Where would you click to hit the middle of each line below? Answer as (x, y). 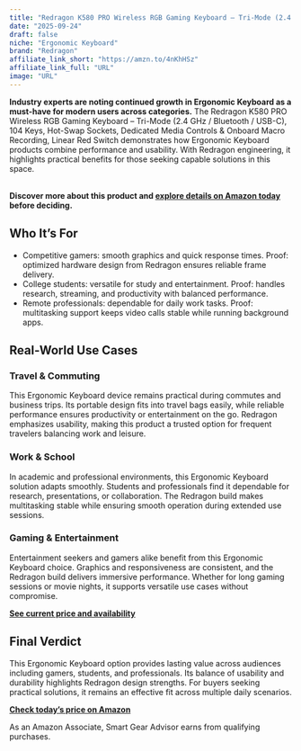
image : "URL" (34, 76)
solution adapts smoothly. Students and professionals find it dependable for (150, 486)
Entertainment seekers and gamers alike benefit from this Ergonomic (136, 558)
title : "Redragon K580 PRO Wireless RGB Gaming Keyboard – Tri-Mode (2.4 (150, 18)
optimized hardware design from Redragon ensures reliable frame (144, 264)
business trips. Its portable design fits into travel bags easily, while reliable (147, 405)
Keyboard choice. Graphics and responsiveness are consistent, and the (142, 567)
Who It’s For (44, 233)
